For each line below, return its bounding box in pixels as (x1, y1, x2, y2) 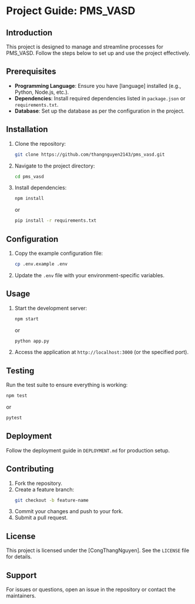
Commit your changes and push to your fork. (14, 508, 123, 515)
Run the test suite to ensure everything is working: (6, 382, 128, 389)
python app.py (14, 338, 49, 344)
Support (6, 570, 37, 580)
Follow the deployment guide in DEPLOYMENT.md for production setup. (6, 447, 170, 454)
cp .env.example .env (14, 261, 68, 267)
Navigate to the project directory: (14, 162, 95, 169)
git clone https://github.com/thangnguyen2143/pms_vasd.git (14, 152, 165, 157)
